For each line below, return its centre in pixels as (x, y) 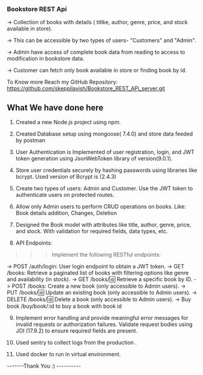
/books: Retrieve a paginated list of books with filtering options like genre (98, 273)
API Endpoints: (34, 243)
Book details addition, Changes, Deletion (66, 213)
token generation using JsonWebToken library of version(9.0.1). (94, 159)
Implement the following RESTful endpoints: (106, 255)
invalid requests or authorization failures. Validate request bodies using (104, 324)
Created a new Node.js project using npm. (68, 122)
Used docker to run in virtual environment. (68, 354)
